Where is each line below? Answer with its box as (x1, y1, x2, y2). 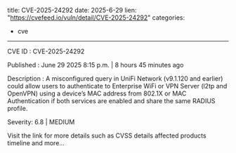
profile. (7, 105, 28, 112)
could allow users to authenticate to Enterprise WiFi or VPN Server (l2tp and (7, 82, 228, 90)
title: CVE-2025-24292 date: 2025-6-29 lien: (7, 6, 137, 14)
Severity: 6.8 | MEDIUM (7, 118, 75, 126)
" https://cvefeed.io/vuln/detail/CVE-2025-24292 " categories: (7, 13, 185, 22)
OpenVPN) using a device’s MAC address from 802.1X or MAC (7, 89, 187, 98)
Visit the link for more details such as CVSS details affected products (7, 131, 206, 140)
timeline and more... (7, 139, 65, 147)
